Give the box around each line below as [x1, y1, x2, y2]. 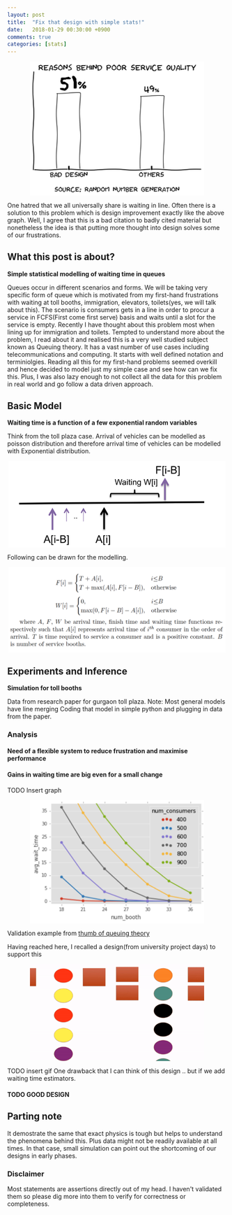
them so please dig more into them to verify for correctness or [7, 1193, 186, 1201]
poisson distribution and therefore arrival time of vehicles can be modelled [7, 439, 222, 448]
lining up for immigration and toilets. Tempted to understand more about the [7, 327, 225, 336]
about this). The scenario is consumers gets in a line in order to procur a [7, 305, 215, 314]
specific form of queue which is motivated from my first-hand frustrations [7, 290, 219, 299]
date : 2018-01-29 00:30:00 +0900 [7, 26, 111, 33]
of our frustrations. [7, 231, 61, 239]
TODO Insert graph [7, 786, 62, 794]
